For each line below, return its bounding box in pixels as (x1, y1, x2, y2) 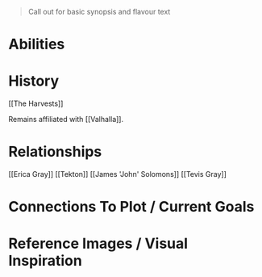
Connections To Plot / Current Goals (8, 198, 255, 216)
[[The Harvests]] (8, 99, 64, 108)
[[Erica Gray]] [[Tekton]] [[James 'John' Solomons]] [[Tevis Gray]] (8, 170, 227, 179)
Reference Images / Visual (8, 234, 188, 253)
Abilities (8, 36, 65, 53)
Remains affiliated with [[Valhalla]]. (8, 115, 123, 124)
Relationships (8, 143, 102, 161)
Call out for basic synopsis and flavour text (27, 7, 171, 16)
